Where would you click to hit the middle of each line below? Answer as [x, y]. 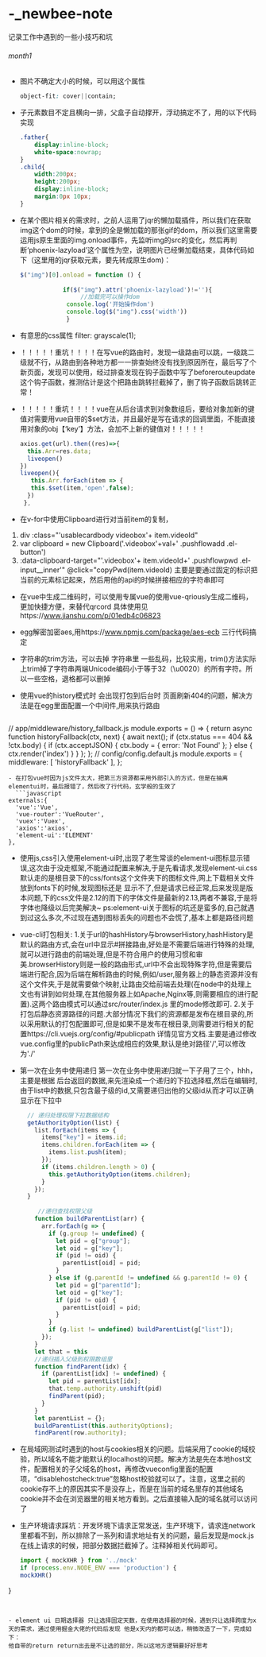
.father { [34, 137]
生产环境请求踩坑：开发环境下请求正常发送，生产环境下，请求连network [137, 1526]
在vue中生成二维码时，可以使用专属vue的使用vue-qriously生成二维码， [136, 596]
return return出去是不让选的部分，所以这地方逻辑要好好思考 [120, 1646]
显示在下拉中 [40, 1100]
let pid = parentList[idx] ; [95, 1381]
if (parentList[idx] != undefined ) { [104, 1374]
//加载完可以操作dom [110, 297]
